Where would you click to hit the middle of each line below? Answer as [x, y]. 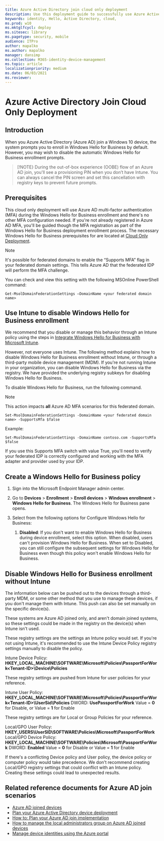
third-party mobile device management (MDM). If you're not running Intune [81, 362]
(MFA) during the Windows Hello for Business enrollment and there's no [77, 215]
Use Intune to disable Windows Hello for [67, 313]
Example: [14, 429]
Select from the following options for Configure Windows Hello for [79, 518]
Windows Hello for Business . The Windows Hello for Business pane [81, 503]
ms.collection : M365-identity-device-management [55, 60]
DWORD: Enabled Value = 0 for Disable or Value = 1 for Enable [72, 747]
